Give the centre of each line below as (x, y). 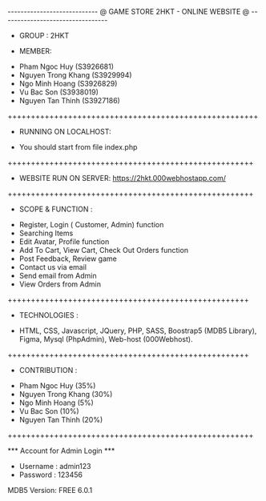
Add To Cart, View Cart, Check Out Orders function (104, 250)
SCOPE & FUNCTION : (56, 209)
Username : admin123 (55, 466)
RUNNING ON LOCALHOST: (65, 132)
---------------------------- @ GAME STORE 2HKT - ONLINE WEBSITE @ (129, 12)
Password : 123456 (51, 475)
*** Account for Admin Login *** (61, 451)
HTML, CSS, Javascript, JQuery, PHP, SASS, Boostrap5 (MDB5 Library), (138, 331)
